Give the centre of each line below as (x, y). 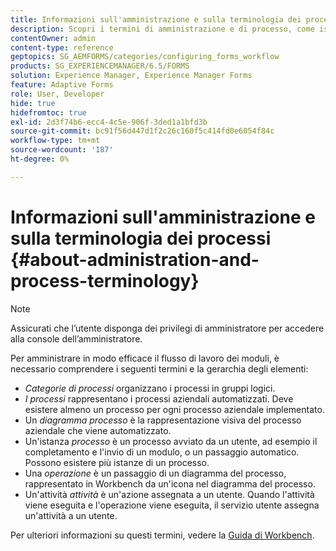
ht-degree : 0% (40, 159)
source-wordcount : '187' (62, 150)
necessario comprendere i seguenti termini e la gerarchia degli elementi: (159, 368)
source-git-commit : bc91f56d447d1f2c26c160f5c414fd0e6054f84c (142, 131)
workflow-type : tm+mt (55, 141)
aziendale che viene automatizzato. (98, 430)
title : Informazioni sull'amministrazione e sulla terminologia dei (156, 19)
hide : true (33, 103)
